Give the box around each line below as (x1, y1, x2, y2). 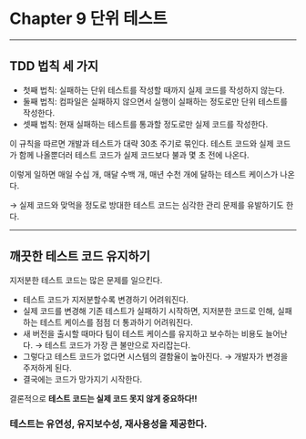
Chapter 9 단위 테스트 (9, 8, 168, 29)
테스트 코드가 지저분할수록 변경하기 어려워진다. (22, 293, 189, 305)
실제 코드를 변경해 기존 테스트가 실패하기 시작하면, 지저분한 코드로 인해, (22, 305, 276, 316)
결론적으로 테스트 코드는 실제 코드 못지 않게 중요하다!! (9, 393, 198, 403)
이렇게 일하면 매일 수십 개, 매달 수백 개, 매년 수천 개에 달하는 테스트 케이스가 (9, 168, 279, 179)
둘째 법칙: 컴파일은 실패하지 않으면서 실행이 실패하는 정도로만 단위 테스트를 (22, 96, 289, 107)
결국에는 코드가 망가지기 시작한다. (22, 373, 143, 384)
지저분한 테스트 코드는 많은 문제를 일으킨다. (9, 274, 163, 285)
